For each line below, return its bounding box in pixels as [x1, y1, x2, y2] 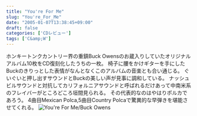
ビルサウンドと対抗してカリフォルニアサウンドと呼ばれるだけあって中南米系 [6, 82, 191, 88]
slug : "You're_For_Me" [6, 14, 62, 20]
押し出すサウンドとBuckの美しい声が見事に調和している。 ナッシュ [26, 74, 190, 81]
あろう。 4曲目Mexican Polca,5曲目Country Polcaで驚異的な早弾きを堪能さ [6, 97, 188, 103]
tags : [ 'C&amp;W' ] [6, 36, 51, 42]
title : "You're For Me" [6, 8, 65, 15]
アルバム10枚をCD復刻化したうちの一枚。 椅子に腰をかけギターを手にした [6, 60, 185, 67]
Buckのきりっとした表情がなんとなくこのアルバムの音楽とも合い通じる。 [6, 67, 183, 74]
